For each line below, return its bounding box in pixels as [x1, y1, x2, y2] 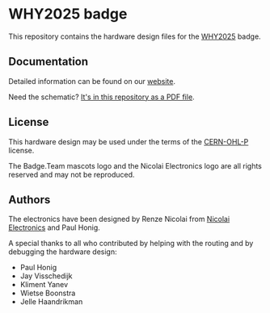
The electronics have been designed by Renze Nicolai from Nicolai [8, 215, 230, 224]
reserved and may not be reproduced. [8, 169, 135, 179]
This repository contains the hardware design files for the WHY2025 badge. [8, 31, 261, 41]
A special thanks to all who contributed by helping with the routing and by [8, 239, 254, 248]
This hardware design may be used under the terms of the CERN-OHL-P [8, 136, 249, 146]
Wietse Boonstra [19, 288, 76, 298]
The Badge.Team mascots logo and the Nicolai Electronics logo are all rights [8, 161, 263, 170]
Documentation [8, 55, 89, 69]
